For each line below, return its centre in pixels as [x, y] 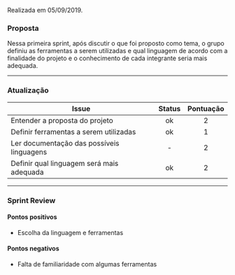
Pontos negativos [33, 248]
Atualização [28, 90]
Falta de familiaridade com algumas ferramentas [87, 264]
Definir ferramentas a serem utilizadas [73, 132]
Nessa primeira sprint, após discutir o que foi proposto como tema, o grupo [116, 43]
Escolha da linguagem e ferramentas [70, 232]
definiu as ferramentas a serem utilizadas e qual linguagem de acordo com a [117, 51]
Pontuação [206, 108]
